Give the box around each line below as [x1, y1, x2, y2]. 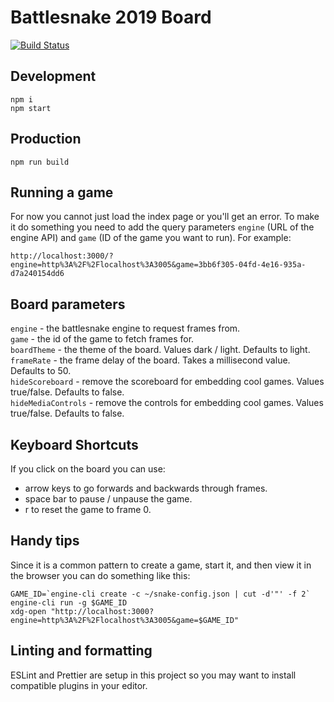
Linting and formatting [10, 642, 153, 660]
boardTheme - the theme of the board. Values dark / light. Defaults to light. [10, 344, 311, 356]
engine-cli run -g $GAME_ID [10, 597, 128, 608]
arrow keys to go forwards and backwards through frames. [24, 482, 268, 494]
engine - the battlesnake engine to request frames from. [10, 322, 241, 335]
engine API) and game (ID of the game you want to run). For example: [10, 232, 292, 244]
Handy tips [10, 532, 80, 550]
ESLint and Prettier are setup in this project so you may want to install [10, 669, 297, 681]
